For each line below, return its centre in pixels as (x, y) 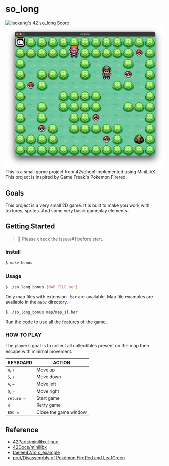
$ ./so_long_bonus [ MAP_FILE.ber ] (42, 287)
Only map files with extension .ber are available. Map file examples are (79, 297)
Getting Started (30, 227)
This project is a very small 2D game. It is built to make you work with (77, 205)
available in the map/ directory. (37, 302)
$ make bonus (19, 263)
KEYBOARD (20, 362)
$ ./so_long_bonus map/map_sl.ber (42, 312)
